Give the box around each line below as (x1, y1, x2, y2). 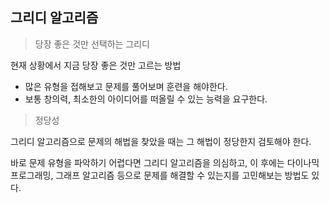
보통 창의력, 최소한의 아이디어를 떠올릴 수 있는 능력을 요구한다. (24, 93, 268, 105)
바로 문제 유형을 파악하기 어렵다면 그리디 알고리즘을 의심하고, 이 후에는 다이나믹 (10, 156, 320, 168)
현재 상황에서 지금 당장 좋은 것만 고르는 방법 (10, 59, 182, 71)
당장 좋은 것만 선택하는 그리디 (34, 38, 150, 50)
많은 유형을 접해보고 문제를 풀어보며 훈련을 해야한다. (24, 80, 228, 92)
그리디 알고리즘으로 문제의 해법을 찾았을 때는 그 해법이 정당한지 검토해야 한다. (10, 135, 312, 147)
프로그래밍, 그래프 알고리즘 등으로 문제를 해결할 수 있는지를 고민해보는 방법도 (10, 169, 310, 181)
